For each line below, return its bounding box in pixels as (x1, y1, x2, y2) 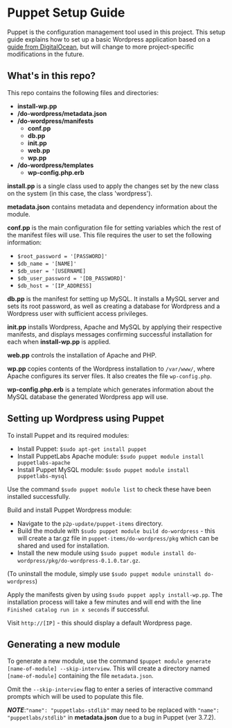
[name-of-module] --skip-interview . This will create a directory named (7, 664, 210, 672)
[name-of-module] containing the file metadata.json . (7, 672, 154, 680)
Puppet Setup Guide (7, 5, 125, 21)
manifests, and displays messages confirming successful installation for (7, 330, 213, 338)
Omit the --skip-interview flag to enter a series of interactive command (7, 685, 213, 693)
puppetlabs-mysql (17, 473, 68, 480)
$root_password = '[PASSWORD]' (17, 253, 108, 260)
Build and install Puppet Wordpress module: (7, 505, 132, 514)
